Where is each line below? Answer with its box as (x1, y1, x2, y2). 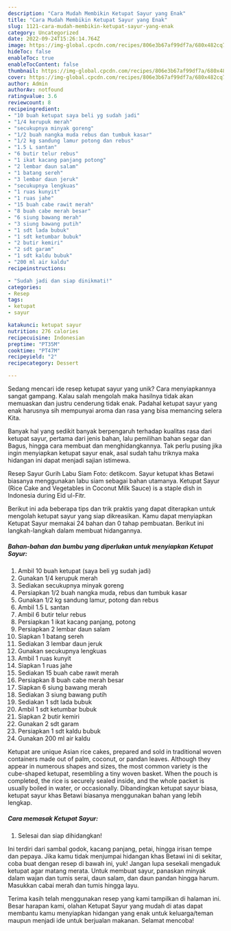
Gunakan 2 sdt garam (17, 719, 80, 727)
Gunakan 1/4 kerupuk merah (17, 574, 98, 582)
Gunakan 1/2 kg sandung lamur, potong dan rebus (17, 596, 159, 604)
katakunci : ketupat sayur (8, 322, 82, 328)
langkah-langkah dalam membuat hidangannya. (8, 527, 143, 535)
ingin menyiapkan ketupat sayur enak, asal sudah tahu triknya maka (8, 449, 199, 457)
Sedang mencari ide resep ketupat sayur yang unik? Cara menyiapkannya (8, 385, 217, 393)
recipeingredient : (8, 106, 60, 112)
